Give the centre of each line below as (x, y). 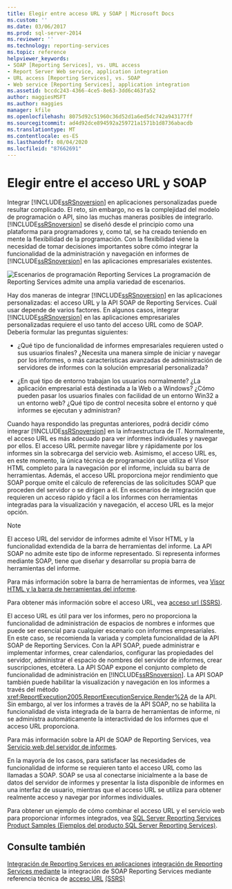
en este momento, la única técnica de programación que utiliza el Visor (108, 460)
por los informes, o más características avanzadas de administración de (119, 360)
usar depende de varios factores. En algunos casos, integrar (93, 309)
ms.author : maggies (35, 104)
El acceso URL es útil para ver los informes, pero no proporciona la (102, 616)
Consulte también (46, 847)
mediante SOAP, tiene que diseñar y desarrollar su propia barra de (101, 561)
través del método (33, 689)
